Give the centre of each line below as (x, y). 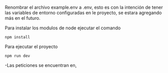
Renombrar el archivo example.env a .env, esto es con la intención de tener (84, 7)
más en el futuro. (23, 18)
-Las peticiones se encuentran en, (41, 65)
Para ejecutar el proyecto (31, 47)
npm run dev (17, 56)
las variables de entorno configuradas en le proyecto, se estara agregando (83, 13)
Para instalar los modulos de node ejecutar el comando (63, 28)
